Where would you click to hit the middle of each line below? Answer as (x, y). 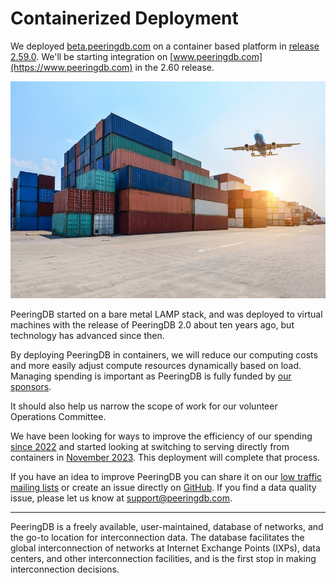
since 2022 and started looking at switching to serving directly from (150, 447)
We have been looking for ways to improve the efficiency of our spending (161, 436)
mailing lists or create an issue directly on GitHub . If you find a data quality (163, 488)
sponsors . (31, 387)
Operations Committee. (58, 417)
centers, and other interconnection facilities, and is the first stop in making (163, 559)
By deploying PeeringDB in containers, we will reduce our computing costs (164, 355)
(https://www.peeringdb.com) (71, 67)
